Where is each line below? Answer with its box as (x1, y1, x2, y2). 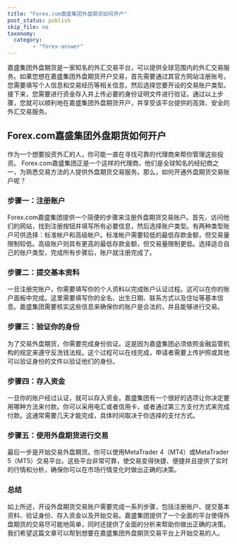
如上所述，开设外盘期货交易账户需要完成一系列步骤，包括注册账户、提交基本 (7, 502, 230, 511)
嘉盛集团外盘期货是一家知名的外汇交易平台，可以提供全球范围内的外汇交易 (7, 63, 224, 71)
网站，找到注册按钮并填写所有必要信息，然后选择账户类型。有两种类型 (19, 222, 224, 230)
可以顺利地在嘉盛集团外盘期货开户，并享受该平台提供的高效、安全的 (31, 99, 230, 106)
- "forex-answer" (32, 43, 83, 50)
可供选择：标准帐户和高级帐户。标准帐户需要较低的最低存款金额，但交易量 (13, 230, 230, 240)
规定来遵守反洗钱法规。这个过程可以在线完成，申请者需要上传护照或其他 (19, 348, 230, 357)
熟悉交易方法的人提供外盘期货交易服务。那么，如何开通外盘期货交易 (25, 167, 224, 176)
